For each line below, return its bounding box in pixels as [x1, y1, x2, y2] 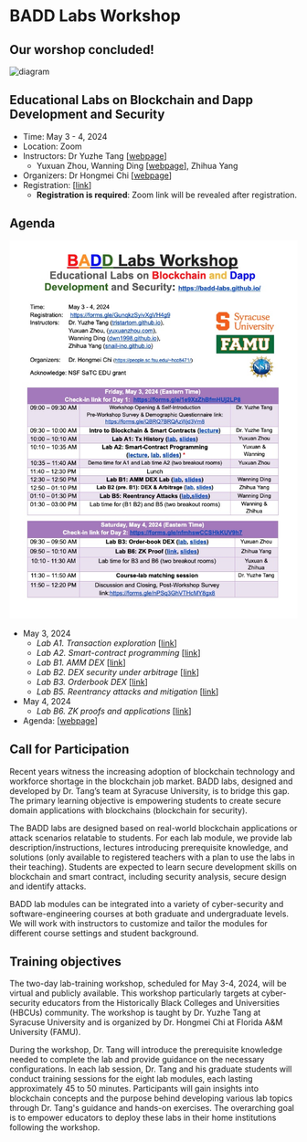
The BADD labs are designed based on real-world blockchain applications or [9, 822, 298, 833]
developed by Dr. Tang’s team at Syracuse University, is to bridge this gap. [9, 785, 291, 796]
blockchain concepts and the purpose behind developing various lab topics [9, 1093, 293, 1104]
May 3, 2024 [22, 628, 71, 639]
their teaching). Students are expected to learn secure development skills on [9, 861, 297, 872]
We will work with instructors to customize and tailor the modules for [9, 917, 268, 928]
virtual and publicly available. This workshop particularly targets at [9, 988, 260, 999]
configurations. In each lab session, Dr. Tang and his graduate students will [9, 1063, 292, 1074]
